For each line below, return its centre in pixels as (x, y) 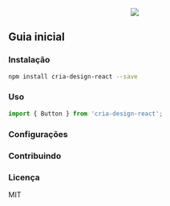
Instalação (29, 60)
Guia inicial (37, 37)
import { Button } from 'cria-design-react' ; (85, 113)
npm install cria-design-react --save (73, 76)
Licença (24, 177)
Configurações (38, 134)
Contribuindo (35, 156)
